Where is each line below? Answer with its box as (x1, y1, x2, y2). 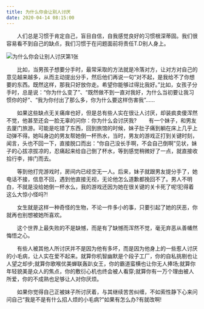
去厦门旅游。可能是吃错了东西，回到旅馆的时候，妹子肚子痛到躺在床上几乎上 (6, 124, 198, 132)
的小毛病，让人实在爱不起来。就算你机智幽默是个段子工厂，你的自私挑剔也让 (6, 252, 198, 260)
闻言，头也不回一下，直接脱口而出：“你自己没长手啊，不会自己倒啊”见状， (6, 140, 192, 147)
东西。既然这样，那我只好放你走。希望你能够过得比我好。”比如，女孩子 (16, 80, 192, 88)
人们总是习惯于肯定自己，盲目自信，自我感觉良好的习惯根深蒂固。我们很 (16, 32, 198, 40)
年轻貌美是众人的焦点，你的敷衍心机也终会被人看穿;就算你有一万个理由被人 (6, 268, 194, 275)
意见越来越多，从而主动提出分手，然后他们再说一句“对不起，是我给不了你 (6, 73, 190, 80)
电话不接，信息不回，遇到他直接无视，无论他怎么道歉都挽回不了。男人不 (6, 175, 187, 183)
